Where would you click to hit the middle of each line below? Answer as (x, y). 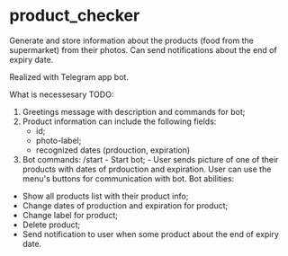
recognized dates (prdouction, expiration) (113, 150)
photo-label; (58, 140)
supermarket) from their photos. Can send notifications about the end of (143, 49)
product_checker (75, 16)
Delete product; (51, 225)
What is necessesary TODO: (62, 94)
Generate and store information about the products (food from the (131, 40)
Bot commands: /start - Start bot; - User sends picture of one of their (150, 159)
